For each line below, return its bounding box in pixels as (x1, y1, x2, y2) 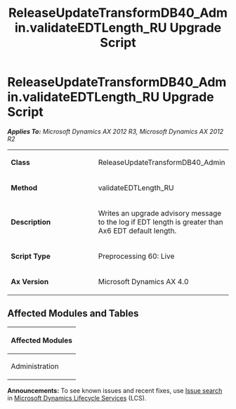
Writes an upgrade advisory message (98, 208, 222, 218)
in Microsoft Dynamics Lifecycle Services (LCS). (7, 394, 147, 402)
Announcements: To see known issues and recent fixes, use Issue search (7, 386, 223, 394)
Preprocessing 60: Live (98, 251, 175, 261)
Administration (11, 361, 59, 371)
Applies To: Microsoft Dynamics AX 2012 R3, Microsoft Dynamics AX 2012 (7, 127, 224, 135)
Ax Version (11, 276, 49, 286)
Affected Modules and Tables (7, 307, 139, 320)
